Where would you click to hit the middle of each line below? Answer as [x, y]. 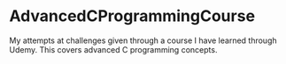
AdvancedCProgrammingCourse [132, 16]
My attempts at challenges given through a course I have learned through [143, 40]
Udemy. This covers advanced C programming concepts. [113, 49]
